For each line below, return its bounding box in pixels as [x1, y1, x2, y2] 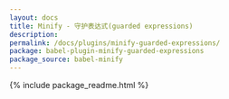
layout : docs [9, 13, 59, 22]
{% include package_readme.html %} [9, 80, 149, 90]
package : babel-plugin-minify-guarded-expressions [9, 47, 205, 56]
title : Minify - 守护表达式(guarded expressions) [9, 22, 194, 31]
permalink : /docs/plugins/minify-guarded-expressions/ [9, 38, 221, 48]
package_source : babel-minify [9, 55, 124, 64]
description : [9, 30, 59, 39]
